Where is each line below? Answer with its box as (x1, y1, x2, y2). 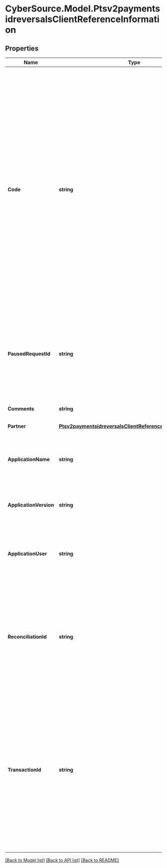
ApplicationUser (7, 550, 47, 557)
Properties (5, 44, 39, 52)
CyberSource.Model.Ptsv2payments (5, 3, 161, 14)
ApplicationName (7, 456, 50, 463)
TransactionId (7, 767, 41, 773)
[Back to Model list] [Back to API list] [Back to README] (5, 858, 119, 863)
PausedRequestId (7, 350, 51, 357)
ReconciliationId (7, 633, 47, 640)
